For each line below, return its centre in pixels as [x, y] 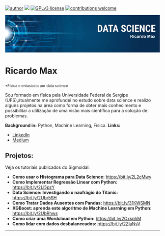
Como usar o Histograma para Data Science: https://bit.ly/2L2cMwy [82, 177]
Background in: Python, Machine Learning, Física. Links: [63, 126]
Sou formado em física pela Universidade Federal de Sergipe [67, 95]
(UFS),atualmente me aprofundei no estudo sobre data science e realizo [78, 100]
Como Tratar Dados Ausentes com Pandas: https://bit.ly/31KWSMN [81, 203]
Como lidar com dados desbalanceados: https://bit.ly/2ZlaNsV [76, 224]
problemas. [16, 116]
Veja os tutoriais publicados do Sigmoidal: [47, 167]
